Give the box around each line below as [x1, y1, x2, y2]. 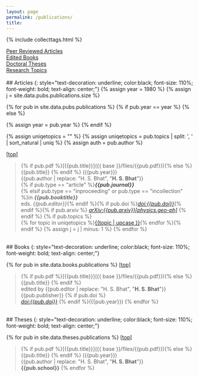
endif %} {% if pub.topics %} [20, 213, 92, 220]
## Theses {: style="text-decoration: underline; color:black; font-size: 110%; [6, 316, 193, 323]
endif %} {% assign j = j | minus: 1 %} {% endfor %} [20, 226, 147, 233]
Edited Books [6, 54, 39, 61]
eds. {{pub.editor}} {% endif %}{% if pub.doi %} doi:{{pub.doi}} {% [20, 200, 182, 207]
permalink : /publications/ [6, 14, 73, 20]
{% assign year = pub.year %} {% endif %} [6, 121, 112, 129]
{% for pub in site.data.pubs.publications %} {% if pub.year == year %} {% [6, 104, 190, 111]
